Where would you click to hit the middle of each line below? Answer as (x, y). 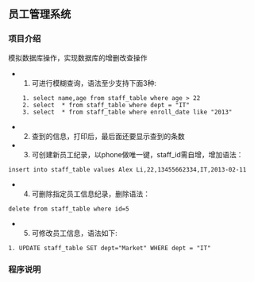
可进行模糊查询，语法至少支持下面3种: (94, 83)
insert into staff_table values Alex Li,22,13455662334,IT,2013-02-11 (127, 169)
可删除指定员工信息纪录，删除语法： (91, 194)
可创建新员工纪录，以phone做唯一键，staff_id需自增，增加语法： (137, 154)
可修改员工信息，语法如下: (74, 233)
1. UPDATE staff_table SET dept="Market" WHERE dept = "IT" (110, 248)
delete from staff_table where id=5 (69, 209)
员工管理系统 (40, 14)
